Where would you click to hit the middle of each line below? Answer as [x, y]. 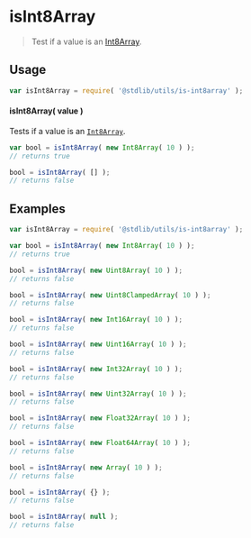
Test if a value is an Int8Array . [86, 41]
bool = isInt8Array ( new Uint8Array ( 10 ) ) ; [96, 270]
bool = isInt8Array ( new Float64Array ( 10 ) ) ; [100, 443]
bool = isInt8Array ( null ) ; [64, 517]
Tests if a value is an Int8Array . [67, 131]
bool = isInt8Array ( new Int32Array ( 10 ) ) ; [96, 369]
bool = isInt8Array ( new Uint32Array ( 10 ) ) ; [98, 394]
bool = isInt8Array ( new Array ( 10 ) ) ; [86, 467]
